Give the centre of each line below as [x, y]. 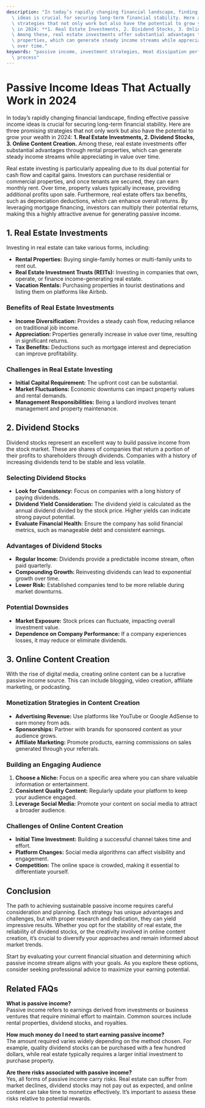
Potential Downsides [38, 607]
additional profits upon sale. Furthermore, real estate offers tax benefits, [97, 194]
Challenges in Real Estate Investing [59, 369]
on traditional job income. [47, 327]
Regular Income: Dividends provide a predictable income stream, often [105, 559]
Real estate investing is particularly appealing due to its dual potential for [98, 168]
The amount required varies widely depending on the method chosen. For [99, 1041]
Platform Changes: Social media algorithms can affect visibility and [100, 852]
